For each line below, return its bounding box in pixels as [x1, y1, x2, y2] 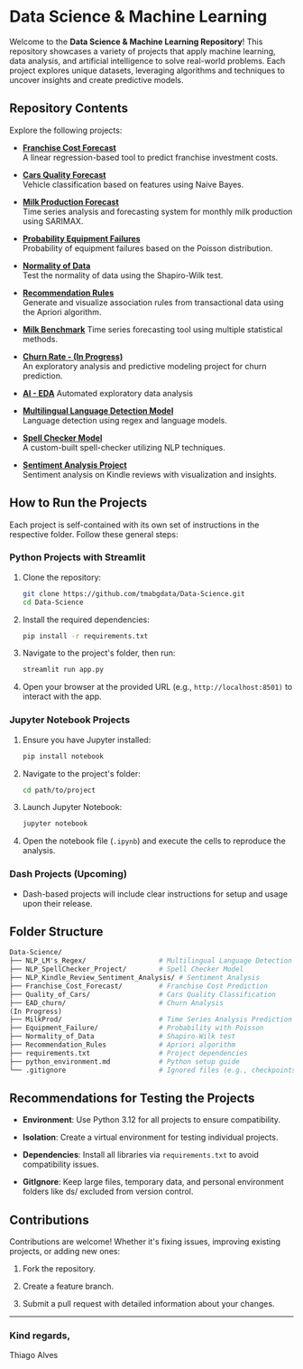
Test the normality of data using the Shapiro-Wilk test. [22, 269, 224, 281]
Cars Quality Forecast [22, 169, 106, 180]
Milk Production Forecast [22, 196, 119, 207]
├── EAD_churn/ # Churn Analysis [9, 998, 224, 1008]
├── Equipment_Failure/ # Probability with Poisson [9, 1023, 264, 1033]
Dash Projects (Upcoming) [9, 868, 128, 880]
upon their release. [22, 898, 93, 908]
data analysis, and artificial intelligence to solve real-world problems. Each [9, 55, 286, 66]
